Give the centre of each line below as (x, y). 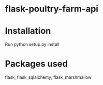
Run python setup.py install (32, 44)
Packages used (37, 64)
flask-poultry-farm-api (52, 9)
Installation (28, 31)
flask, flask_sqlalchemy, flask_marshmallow (48, 77)
